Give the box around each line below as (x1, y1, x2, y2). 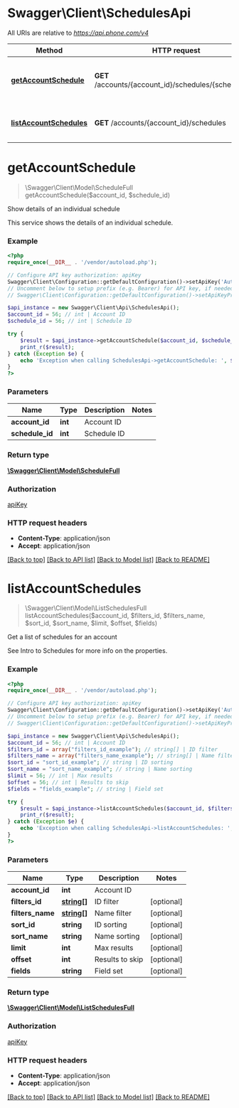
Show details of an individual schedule (7, 204, 120, 213)
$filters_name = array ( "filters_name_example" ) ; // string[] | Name (7, 752, 215, 760)
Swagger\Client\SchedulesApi (7, 5, 191, 21)
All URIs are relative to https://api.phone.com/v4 (7, 28, 149, 37)
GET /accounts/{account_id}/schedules (94, 117, 226, 127)
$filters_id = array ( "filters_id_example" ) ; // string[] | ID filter (7, 745, 218, 753)
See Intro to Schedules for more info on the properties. (7, 646, 168, 655)
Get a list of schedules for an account (7, 633, 117, 641)
